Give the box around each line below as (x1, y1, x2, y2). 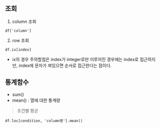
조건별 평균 (17, 107, 39, 113)
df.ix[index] (5, 47, 32, 52)
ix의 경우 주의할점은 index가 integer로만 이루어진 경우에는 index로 (12, 56, 139, 62)
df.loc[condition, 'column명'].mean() (5, 118, 83, 123)
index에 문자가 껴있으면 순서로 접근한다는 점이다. (19, 63, 112, 68)
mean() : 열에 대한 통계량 (12, 97, 60, 103)
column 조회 (12, 19, 37, 24)
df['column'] (5, 28, 32, 33)
